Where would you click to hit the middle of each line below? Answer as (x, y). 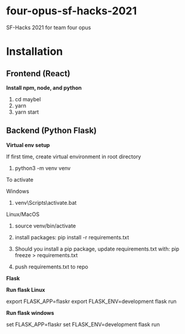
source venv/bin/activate (45, 226)
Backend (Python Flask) (52, 131)
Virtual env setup (28, 145)
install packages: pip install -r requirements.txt (72, 237)
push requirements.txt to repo (51, 267)
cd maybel (28, 99)
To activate (20, 179)
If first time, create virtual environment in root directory (74, 157)
